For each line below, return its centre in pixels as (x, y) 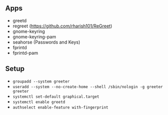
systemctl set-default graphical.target (56, 97)
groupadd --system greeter (41, 81)
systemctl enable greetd (39, 102)
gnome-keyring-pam (34, 36)
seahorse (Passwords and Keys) (46, 42)
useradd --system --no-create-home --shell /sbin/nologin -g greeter (88, 87)
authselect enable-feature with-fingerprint (60, 107)
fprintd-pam (25, 53)
